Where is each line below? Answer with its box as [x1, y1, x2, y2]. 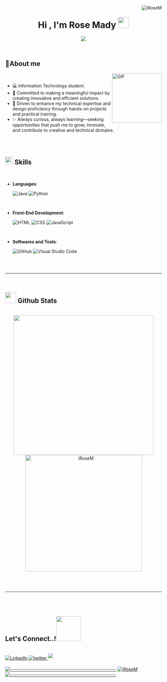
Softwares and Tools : [12, 239, 57, 245]
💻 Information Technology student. [12, 83, 85, 88]
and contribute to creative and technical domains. [12, 127, 114, 133]
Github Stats [17, 296, 57, 305]
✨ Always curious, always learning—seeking [12, 116, 104, 122]
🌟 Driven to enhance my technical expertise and [12, 100, 111, 106]
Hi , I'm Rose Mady [38, 19, 116, 31]
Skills [14, 158, 32, 167]
